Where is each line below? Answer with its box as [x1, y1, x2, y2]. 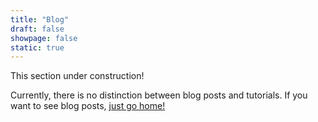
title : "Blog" [10, 14, 70, 25]
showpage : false [10, 33, 78, 43]
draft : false [10, 24, 65, 34]
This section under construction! [10, 70, 145, 82]
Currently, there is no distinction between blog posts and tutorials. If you [10, 89, 308, 101]
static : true [10, 42, 65, 53]
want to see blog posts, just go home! [10, 100, 166, 112]
